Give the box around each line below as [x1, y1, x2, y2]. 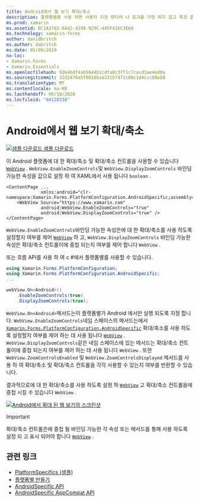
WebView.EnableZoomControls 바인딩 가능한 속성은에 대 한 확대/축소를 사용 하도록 [6, 226, 192, 233]
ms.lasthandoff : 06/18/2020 [6, 91, 76, 97]
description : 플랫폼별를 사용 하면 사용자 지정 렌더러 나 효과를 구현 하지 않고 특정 [6, 14, 188, 20]
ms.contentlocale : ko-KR [6, 86, 68, 92]
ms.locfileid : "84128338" [6, 96, 70, 102]
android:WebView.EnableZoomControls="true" [40, 205, 150, 211]
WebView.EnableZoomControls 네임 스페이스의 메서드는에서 [14, 317, 148, 324]
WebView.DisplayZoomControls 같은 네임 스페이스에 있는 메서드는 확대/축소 [6, 339, 178, 346]
